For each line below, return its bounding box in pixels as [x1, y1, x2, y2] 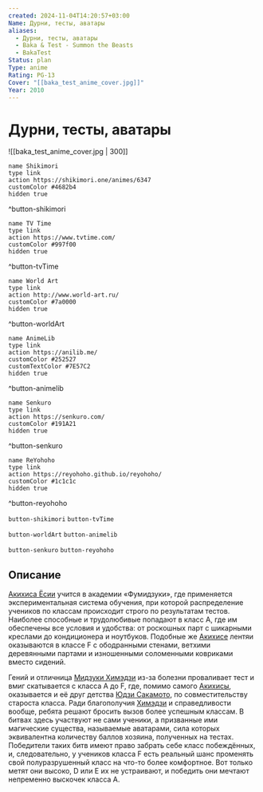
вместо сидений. [8, 657, 66, 667]
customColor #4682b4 [8, 183, 77, 192]
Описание [8, 568, 61, 582]
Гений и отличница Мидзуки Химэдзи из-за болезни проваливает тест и [8, 673, 255, 683]
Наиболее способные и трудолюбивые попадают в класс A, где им [8, 615, 237, 624]
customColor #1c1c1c [8, 477, 77, 486]
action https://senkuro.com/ [8, 413, 105, 421]
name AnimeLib [8, 335, 56, 343]
